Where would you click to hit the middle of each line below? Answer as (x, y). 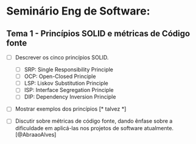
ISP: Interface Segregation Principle (69, 90)
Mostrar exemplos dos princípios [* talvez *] (71, 109)
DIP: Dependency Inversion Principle (70, 97)
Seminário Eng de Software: (78, 11)
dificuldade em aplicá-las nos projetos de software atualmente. (94, 128)
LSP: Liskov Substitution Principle (66, 83)
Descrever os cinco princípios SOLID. (62, 57)
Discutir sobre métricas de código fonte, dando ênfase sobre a (94, 121)
